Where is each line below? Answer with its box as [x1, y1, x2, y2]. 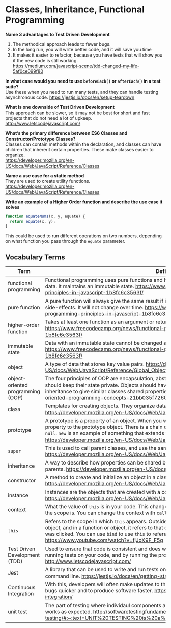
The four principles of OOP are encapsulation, [45, 375, 155, 383]
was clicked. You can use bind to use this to [45, 531, 151, 538]
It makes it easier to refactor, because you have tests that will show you [12, 52, 163, 58]
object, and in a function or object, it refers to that [45, 524, 163, 531]
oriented [8, 381, 28, 389]
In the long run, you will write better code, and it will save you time [12, 46, 152, 52]
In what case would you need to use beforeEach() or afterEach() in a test [5, 78, 161, 84]
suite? [5, 83, 19, 90]
